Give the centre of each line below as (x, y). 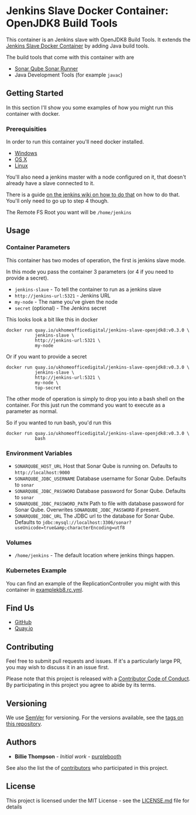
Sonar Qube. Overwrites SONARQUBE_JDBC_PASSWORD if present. (87, 510)
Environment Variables (39, 453)
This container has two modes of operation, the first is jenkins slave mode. (96, 260)
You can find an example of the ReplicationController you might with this (93, 583)
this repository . (24, 724)
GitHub (23, 622)
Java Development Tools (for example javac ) (68, 75)
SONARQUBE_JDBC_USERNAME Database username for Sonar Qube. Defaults (100, 479)
